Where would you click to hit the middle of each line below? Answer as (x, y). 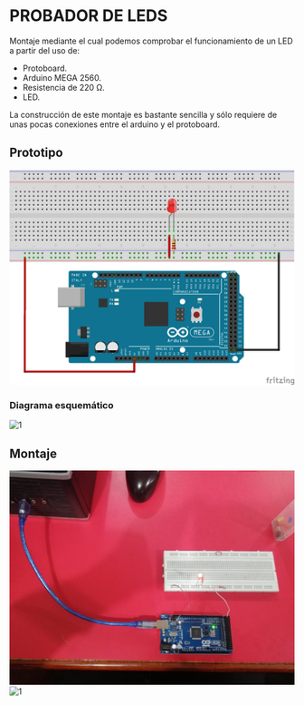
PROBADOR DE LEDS (89, 16)
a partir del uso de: (44, 50)
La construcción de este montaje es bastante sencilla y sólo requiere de (143, 114)
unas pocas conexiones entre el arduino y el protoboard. (114, 124)
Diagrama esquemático (62, 406)
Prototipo (36, 153)
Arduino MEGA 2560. (62, 77)
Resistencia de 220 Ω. (64, 87)
